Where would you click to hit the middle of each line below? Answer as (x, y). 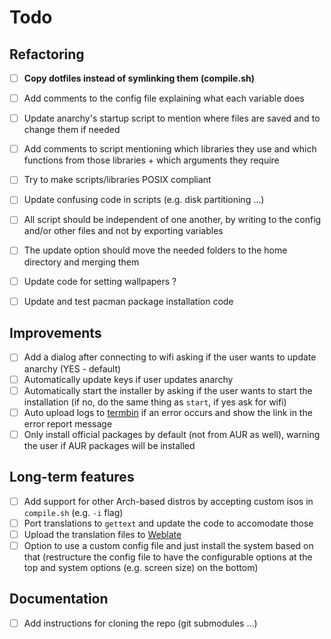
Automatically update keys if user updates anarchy (128, 379)
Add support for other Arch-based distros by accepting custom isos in (168, 501)
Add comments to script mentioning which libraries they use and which (170, 149)
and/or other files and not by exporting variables (123, 231)
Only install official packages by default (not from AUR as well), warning (172, 434)
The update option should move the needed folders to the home (155, 250)
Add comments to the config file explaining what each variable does (164, 98)
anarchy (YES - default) (72, 368)
